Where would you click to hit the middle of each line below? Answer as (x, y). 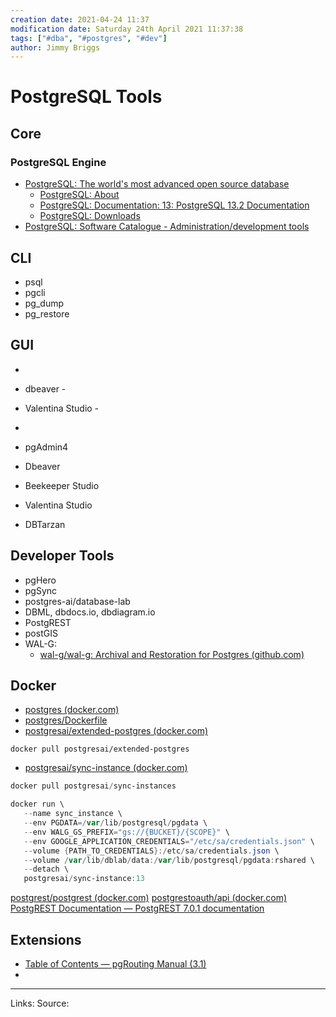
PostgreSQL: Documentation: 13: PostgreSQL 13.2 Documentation (174, 205)
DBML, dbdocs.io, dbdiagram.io (90, 612)
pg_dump (44, 303)
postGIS (41, 633)
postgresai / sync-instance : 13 (84, 879)
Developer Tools (62, 556)
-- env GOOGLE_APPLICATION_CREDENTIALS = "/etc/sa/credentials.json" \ (169, 841)
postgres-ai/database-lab (77, 601)
